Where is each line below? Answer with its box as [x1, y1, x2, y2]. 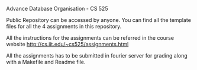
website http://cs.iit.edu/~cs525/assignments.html [6, 41, 129, 47]
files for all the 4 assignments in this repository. [6, 23, 122, 30]
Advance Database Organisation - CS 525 [6, 5, 108, 12]
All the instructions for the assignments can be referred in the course [6, 34, 175, 41]
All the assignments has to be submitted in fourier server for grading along [6, 52, 188, 59]
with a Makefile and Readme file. [6, 59, 86, 65]
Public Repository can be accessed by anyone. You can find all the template [6, 17, 191, 23]
